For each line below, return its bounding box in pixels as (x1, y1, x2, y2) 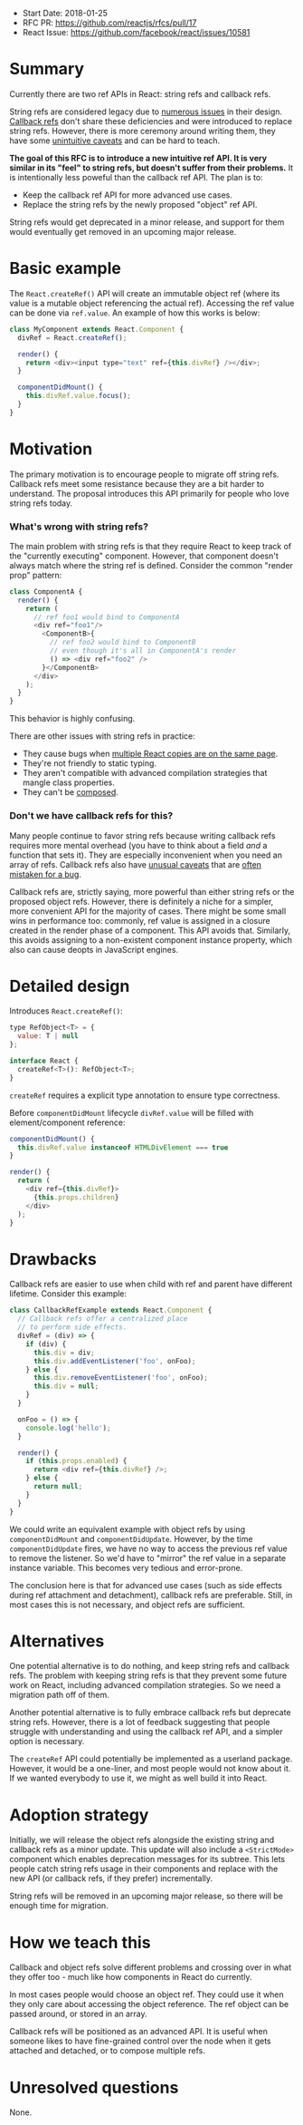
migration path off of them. (9, 1690, 110, 1701)
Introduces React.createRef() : (9, 1005, 124, 1016)
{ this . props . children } (33, 1192, 119, 1202)
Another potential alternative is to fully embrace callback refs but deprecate (9, 1707, 291, 1718)
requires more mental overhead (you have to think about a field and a (9, 839, 268, 850)
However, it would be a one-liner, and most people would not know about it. (9, 1763, 291, 1774)
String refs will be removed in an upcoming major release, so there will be (9, 1890, 283, 1902)
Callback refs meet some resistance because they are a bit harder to (9, 478, 265, 489)
